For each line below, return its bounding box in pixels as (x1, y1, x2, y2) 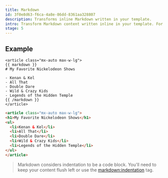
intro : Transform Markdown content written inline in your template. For (5, 21, 163, 27)
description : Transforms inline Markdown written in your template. (5, 17, 152, 22)
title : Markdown (5, 7, 39, 13)
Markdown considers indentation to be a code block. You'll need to (17, 161, 157, 167)
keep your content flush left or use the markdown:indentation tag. (17, 166, 154, 173)
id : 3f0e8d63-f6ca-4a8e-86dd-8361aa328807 (5, 12, 96, 17)
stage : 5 (5, 26, 24, 31)
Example (5, 45, 33, 53)
